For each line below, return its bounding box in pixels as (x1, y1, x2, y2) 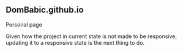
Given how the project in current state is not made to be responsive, (6, 33, 177, 40)
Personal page (6, 21, 42, 28)
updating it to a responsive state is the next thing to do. (6, 39, 145, 46)
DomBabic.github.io (6, 5, 84, 15)
